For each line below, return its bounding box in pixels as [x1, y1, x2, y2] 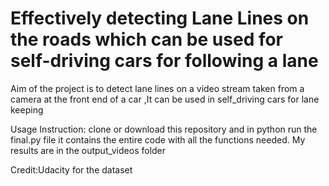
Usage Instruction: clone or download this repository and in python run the [10, 123, 318, 135]
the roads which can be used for [10, 28, 284, 51]
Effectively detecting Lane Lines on [10, 7, 310, 30]
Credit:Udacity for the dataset [10, 163, 133, 176]
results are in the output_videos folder [10, 144, 167, 156]
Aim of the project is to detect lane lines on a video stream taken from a [10, 82, 305, 94]
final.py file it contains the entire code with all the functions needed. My [10, 133, 306, 146]
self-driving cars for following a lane [10, 50, 319, 72]
